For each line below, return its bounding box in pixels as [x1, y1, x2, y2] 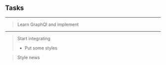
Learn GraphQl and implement [17, 22, 79, 27]
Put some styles [24, 45, 58, 51]
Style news [17, 54, 41, 60]
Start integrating [17, 35, 51, 41]
